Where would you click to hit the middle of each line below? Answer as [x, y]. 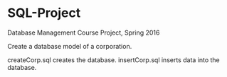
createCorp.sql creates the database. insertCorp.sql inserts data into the [114, 60]
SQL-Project [44, 13]
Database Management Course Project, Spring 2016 [84, 32]
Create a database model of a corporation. [70, 46]
